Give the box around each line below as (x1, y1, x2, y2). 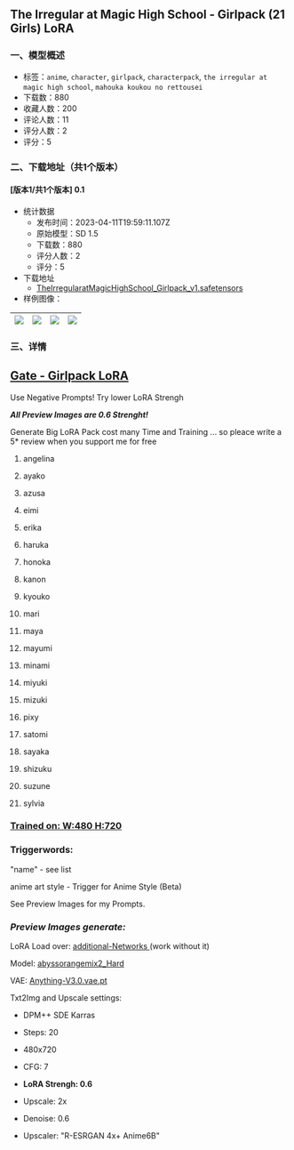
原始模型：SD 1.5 (36, 228, 99, 238)
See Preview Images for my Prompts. (10, 898, 146, 909)
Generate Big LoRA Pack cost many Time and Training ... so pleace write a (10, 426, 282, 437)
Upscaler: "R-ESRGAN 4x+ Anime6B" (22, 1130, 161, 1141)
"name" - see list (10, 864, 72, 874)
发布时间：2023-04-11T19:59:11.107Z (36, 217, 171, 228)
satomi (22, 728, 48, 739)
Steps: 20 (22, 1027, 59, 1038)
